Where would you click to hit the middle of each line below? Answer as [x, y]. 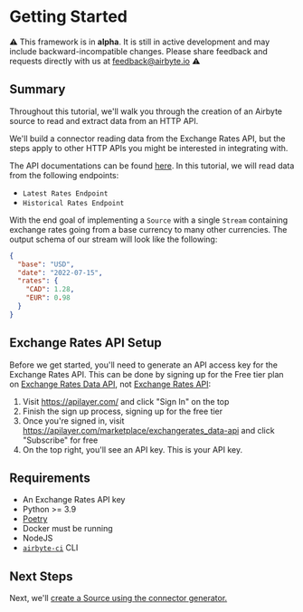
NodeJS [38, 538]
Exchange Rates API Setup [85, 343]
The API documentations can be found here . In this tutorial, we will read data [152, 166]
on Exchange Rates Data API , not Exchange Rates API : [110, 384]
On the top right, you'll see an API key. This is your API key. [132, 449]
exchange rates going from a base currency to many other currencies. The [148, 229]
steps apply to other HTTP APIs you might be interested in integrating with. [149, 148]
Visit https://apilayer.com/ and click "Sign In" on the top [126, 401]
